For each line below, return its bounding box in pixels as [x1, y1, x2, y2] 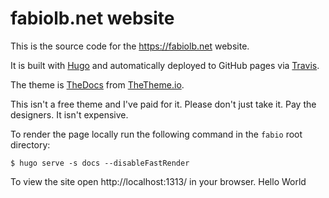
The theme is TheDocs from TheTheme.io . [10, 78, 185, 91]
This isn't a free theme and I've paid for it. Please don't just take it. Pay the [10, 98, 317, 110]
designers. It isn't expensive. [10, 108, 129, 121]
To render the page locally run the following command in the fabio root [10, 128, 303, 140]
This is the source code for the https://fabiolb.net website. [10, 40, 250, 52]
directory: [10, 138, 51, 151]
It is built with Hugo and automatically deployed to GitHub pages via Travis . [10, 59, 320, 71]
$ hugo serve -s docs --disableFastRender [10, 158, 190, 168]
